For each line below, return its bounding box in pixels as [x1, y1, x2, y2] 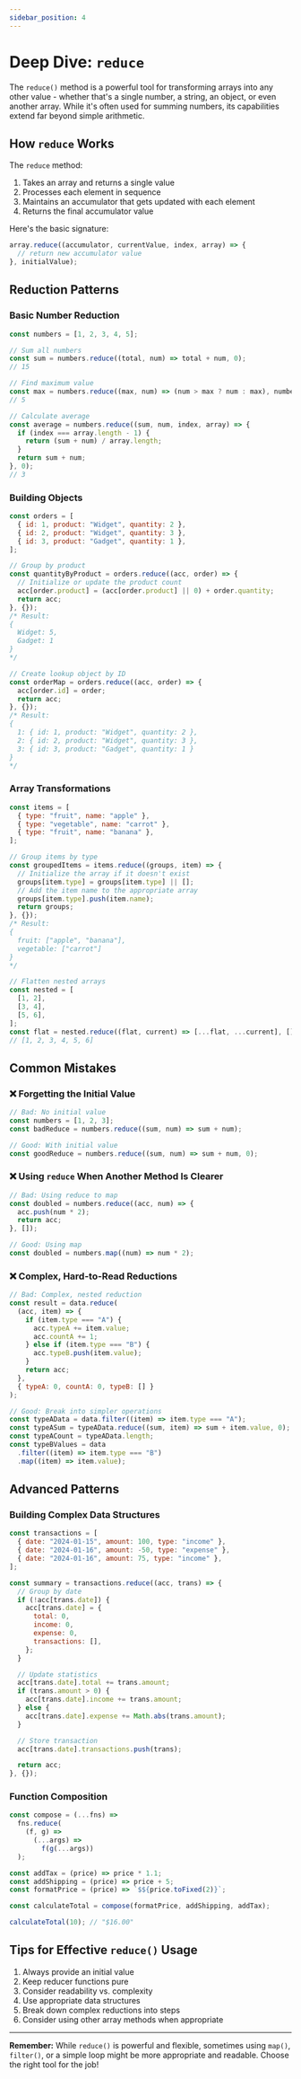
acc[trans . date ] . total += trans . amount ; [17, 1678, 170, 1687]
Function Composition [9, 1791, 108, 1803]
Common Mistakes [9, 1061, 116, 1076]
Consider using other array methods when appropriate [21, 2013, 224, 2025]
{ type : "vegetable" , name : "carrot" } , [17, 819, 170, 829]
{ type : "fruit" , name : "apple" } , [17, 811, 150, 820]
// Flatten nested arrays [9, 977, 106, 986]
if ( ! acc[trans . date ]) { [17, 1595, 110, 1604]
